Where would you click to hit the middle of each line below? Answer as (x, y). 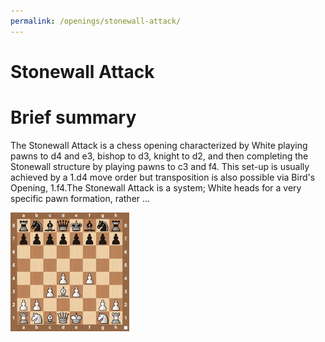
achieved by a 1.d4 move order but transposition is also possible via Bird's (163, 177)
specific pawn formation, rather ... (80, 198)
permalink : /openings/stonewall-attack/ (96, 21)
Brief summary (73, 117)
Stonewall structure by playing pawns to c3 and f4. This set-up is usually (160, 166)
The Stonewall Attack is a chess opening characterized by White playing (159, 145)
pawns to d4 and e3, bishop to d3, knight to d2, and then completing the (159, 156)
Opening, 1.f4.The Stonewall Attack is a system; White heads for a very (156, 187)
